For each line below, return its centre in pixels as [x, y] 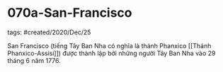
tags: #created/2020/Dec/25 [49, 32]
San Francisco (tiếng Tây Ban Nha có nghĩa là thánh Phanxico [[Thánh [109, 45]
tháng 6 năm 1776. [34, 60]
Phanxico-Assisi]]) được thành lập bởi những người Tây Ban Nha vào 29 [111, 53]
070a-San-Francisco [70, 13]
